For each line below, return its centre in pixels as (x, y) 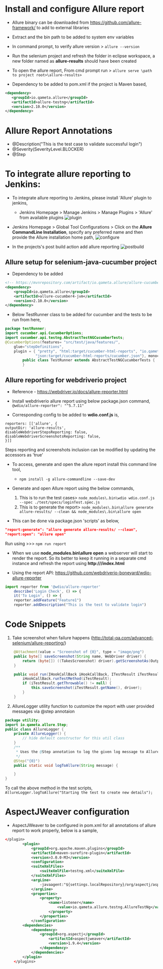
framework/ (24, 27)
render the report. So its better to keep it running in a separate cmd (79, 558)
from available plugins (41, 218)
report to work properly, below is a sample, (55, 830)
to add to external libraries (63, 27)
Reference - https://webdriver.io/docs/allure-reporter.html (70, 391)
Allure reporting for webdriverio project (66, 380)
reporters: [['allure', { (31, 423)
